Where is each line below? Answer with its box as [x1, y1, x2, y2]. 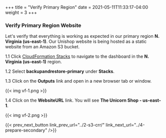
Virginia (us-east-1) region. [5, 59, 62, 65]
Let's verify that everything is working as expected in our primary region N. [5, 33, 160, 39]
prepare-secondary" [5, 127, 47, 134]
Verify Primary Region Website [5, 22, 81, 29]
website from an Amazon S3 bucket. [5, 44, 80, 50]
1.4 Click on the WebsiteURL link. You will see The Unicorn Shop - [5, 97, 142, 104]
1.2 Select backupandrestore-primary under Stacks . [5, 68, 115, 74]
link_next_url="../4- [105, 122, 145, 128]
